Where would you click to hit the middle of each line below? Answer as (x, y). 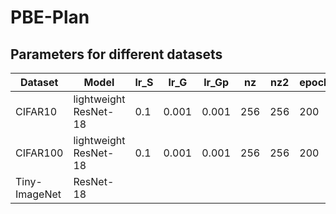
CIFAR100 (39, 153)
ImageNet (38, 194)
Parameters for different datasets (116, 54)
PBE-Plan (50, 17)
